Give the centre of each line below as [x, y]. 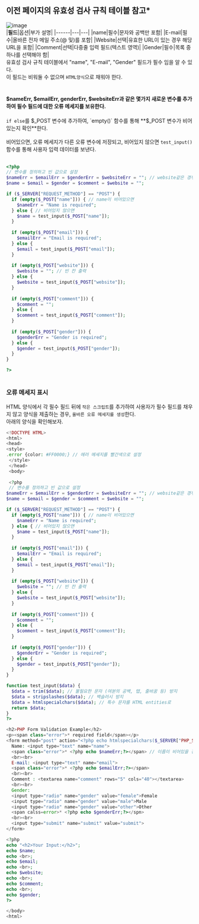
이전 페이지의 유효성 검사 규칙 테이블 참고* [78, 11]
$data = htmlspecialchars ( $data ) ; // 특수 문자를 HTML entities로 [92, 702]
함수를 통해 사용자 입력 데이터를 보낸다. [51, 149]
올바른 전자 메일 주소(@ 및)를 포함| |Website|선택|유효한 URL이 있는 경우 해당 [102, 40]
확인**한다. [35, 128]
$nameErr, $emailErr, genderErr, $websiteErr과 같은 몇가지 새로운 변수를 [94, 99]
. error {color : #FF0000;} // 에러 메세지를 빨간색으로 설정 [74, 455]
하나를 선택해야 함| [28, 55]
